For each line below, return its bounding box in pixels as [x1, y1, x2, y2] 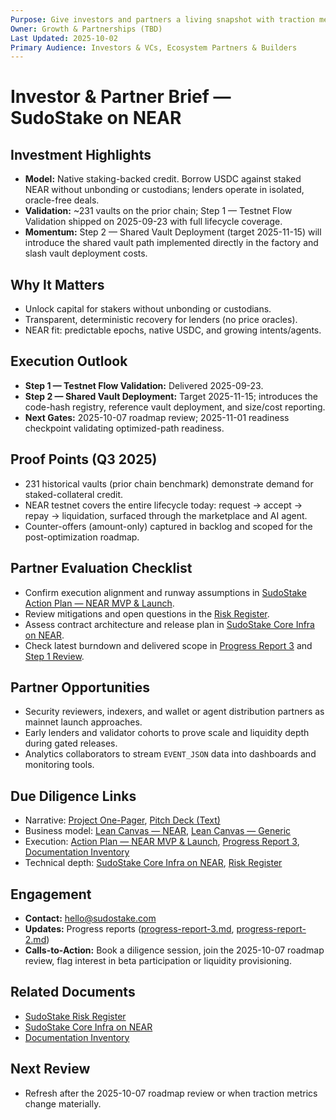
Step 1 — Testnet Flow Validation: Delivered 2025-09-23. [24, 379, 264, 391]
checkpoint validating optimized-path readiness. [24, 422, 225, 434]
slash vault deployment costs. [24, 247, 148, 260]
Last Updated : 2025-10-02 [10, 33, 118, 43]
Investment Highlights [10, 146, 152, 163]
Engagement [10, 886, 92, 903]
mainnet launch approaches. [24, 716, 143, 728]
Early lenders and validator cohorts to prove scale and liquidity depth [24, 727, 310, 739]
